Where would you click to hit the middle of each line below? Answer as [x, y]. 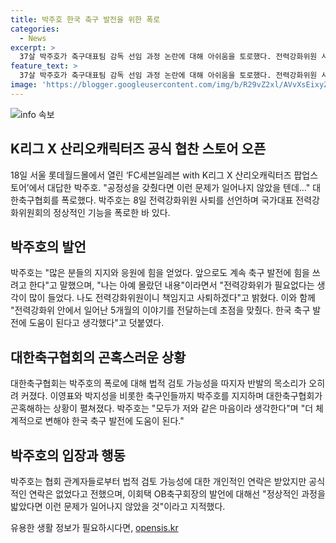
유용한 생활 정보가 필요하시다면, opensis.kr [94, 527]
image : [24, 85]
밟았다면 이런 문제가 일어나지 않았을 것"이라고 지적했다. [118, 506]
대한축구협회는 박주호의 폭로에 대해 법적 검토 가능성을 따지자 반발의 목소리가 [158, 383]
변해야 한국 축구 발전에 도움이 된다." [114, 421]
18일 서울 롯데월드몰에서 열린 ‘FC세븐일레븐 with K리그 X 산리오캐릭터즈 [151, 175]
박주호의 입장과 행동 [68, 455]
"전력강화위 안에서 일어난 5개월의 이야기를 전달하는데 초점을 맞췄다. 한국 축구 [160, 310]
